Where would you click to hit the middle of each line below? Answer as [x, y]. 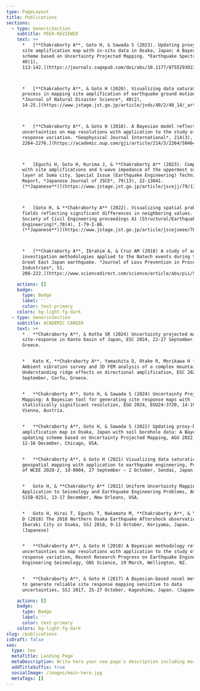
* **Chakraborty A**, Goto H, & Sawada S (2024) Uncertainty [102, 394]
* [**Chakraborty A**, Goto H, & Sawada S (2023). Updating [101, 45]
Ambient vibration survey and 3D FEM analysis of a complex [98, 367]
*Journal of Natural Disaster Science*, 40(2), [82, 100]
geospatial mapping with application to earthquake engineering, [104, 465]
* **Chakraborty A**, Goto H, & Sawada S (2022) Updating [98, 427]
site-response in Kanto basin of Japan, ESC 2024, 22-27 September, [109, 340]
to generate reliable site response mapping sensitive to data [102, 584]
